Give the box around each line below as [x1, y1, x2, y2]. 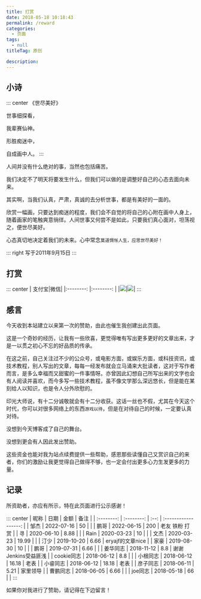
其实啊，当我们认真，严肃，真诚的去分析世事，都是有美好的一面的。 [6, 196, 174, 203]
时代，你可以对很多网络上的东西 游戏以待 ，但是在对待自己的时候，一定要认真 [6, 405, 192, 413]
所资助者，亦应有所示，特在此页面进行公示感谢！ [6, 502, 127, 509]
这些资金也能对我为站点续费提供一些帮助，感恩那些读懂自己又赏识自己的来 [6, 451, 190, 458]
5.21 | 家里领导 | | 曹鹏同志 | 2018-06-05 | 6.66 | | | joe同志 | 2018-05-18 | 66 [6, 567, 194, 574]
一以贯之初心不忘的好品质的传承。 [11, 342, 96, 350]
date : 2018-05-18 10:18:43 [6, 14, 74, 20]
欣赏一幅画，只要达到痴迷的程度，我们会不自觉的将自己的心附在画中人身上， [6, 209, 195, 216]
